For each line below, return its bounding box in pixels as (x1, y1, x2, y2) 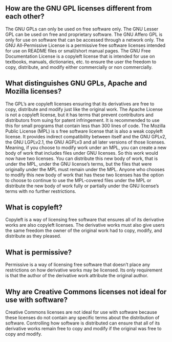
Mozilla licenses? (5, 87, 62, 96)
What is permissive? (5, 248, 72, 257)
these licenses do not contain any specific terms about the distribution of (5, 315, 160, 321)
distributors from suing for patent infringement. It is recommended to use (5, 117, 160, 123)
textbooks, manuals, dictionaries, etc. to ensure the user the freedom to (5, 59, 157, 65)
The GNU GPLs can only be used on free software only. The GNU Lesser (5, 26, 159, 32)
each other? (5, 12, 45, 21)
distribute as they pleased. (5, 233, 61, 239)
